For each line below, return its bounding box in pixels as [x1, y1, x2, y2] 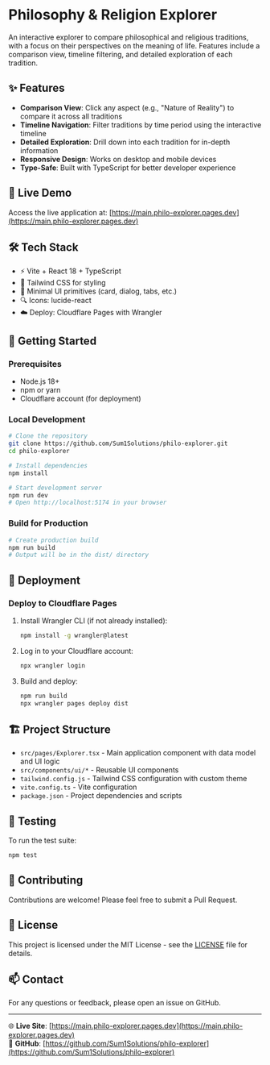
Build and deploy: [19, 676, 78, 686]
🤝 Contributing [8, 873, 84, 888]
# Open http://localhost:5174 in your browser [8, 498, 167, 507]
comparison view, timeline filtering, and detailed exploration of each [8, 49, 233, 59]
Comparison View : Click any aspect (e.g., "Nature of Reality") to [19, 102, 235, 112]
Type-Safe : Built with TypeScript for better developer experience [19, 163, 236, 173]
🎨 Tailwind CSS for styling [19, 278, 106, 288]
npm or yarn [19, 385, 61, 395]
